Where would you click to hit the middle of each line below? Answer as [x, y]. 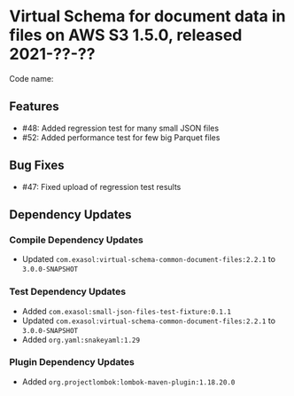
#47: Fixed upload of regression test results [101, 186]
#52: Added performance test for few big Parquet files [121, 137]
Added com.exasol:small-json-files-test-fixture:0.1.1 [127, 311]
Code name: [31, 78]
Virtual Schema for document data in [147, 16]
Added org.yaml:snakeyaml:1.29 [81, 339]
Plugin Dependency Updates [72, 362]
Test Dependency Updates [68, 292]
